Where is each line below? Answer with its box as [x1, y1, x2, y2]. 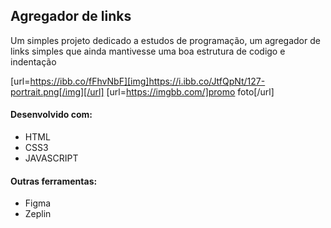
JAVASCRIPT [24, 152, 79, 164]
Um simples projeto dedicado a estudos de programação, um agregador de [10, 34, 321, 46]
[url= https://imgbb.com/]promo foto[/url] [106, 85, 275, 98]
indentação [10, 55, 57, 68]
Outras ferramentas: [10, 175, 98, 187]
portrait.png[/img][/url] [10, 85, 105, 98]
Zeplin [24, 208, 52, 220]
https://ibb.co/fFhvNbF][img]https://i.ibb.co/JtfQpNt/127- [29, 75, 266, 87]
